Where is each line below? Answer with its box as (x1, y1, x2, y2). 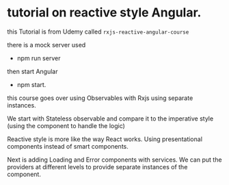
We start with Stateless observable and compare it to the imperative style (7, 114, 214, 123)
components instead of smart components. (7, 142, 129, 150)
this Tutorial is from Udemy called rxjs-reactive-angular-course (7, 27, 189, 36)
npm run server (16, 53, 61, 62)
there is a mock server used (7, 40, 86, 49)
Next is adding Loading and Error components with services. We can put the (7, 156, 222, 164)
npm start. (16, 80, 46, 88)
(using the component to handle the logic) (7, 121, 125, 129)
